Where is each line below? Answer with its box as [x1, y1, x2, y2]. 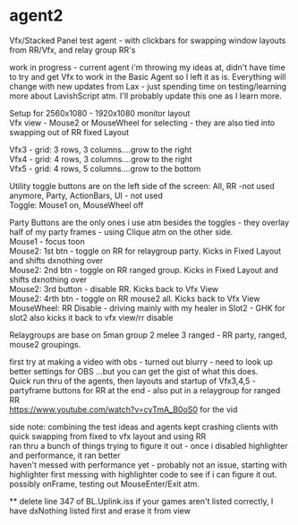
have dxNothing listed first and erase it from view [9, 505, 191, 516]
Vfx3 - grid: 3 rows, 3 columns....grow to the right [9, 144, 192, 155]
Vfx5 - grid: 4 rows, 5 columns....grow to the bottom [9, 163, 201, 174]
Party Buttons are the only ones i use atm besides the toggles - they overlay [9, 217, 289, 228]
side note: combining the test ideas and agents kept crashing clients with [9, 421, 279, 432]
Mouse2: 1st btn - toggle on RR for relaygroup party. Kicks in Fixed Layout [9, 245, 282, 256]
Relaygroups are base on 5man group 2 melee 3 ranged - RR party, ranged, [9, 329, 287, 340]
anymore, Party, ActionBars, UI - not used [9, 190, 164, 201]
